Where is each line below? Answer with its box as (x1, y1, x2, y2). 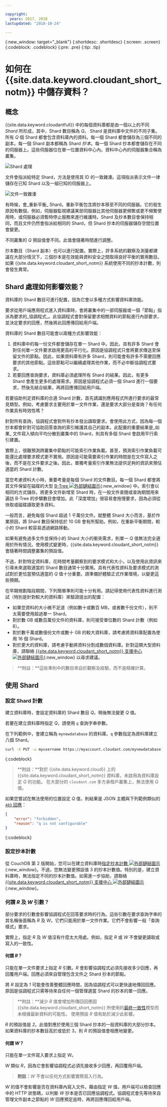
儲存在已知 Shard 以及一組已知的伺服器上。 (5, 181, 94, 186)
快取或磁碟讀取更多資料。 (5, 502, 58, 508)
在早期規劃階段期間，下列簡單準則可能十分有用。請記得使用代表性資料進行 (5, 588, 158, 594)
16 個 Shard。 (18, 636, 46, 642)
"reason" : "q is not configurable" (14, 821, 88, 826)
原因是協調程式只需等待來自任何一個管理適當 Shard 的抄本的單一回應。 (5, 988, 151, 994)
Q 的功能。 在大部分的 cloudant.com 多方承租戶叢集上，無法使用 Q (23, 778, 159, 784)
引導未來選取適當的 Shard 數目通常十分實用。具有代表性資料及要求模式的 (5, 564, 155, 571)
